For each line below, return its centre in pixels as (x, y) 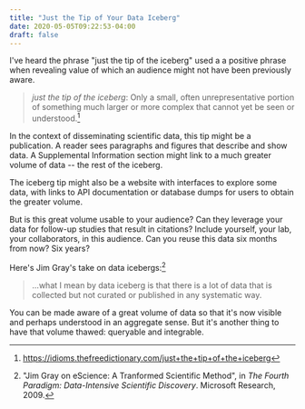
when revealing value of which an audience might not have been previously (151, 70)
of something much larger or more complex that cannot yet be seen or (163, 107)
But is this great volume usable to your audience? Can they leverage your (146, 220)
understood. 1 (56, 117)
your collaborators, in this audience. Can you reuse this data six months (143, 239)
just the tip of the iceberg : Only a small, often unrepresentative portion (163, 97)
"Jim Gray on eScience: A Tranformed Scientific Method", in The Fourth (156, 375)
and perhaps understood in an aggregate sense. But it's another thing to (144, 322)
